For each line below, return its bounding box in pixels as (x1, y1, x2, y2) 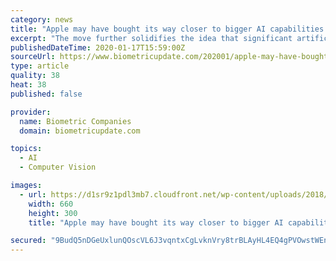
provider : (10, 107, 52, 117)
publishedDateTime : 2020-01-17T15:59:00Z (10, 42, 186, 53)
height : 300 (28, 208, 78, 218)
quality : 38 (10, 71, 60, 81)
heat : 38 (10, 80, 47, 90)
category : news (10, 14, 74, 25)
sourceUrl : (10, 52, 56, 62)
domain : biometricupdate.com (19, 126, 141, 136)
